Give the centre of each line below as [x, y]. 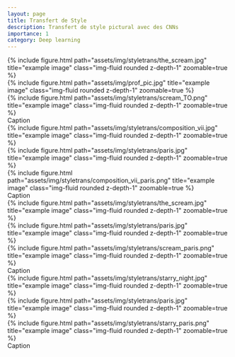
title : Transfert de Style [47, 21]
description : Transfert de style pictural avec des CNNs [93, 27]
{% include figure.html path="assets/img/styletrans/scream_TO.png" [108, 98]
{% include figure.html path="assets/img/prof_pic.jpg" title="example [109, 83]
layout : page [27, 14]
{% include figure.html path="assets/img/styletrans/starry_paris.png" [109, 323]
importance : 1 [28, 34]
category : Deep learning [44, 40]
